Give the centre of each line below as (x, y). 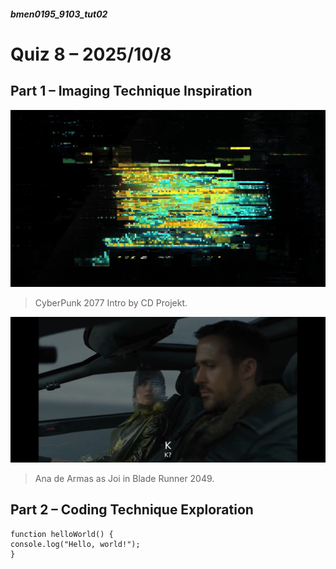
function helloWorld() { (62, 534)
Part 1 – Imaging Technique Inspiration (131, 91)
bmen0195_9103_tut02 (59, 14)
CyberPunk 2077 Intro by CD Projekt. (111, 303)
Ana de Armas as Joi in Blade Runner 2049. (124, 478)
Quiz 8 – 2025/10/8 (91, 54)
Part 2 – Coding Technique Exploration (132, 510)
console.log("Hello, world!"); (75, 544)
